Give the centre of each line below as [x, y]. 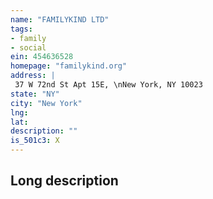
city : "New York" [46, 103]
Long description [64, 181]
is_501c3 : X [35, 141]
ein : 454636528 [42, 57]
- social [28, 47]
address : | [33, 76]
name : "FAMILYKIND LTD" [60, 19]
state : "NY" [35, 94]
